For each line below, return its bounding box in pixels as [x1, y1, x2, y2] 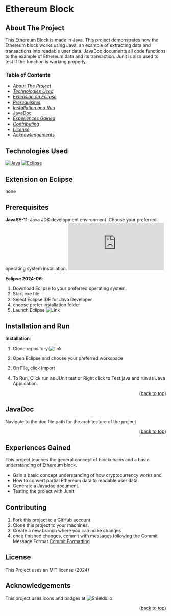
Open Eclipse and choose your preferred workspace [12, 355, 124, 361]
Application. [12, 380, 38, 386]
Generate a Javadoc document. [12, 483, 80, 489]
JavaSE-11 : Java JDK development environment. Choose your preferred [5, 216, 157, 223]
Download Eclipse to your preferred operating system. [12, 285, 127, 291]
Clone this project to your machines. [12, 522, 89, 528]
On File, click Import [12, 365, 55, 371]
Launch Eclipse [12, 307, 45, 313]
